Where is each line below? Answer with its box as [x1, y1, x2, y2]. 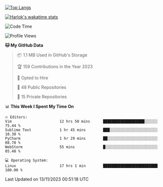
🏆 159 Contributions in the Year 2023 [17, 64, 93, 69]
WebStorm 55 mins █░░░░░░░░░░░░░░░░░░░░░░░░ [5, 145, 158, 150]
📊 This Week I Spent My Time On [5, 104, 74, 109]
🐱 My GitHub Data [5, 42, 44, 48]
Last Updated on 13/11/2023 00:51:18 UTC [5, 176, 89, 182]
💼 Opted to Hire [17, 75, 49, 80]
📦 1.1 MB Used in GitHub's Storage [17, 52, 88, 58]
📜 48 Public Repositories [17, 84, 67, 90]
